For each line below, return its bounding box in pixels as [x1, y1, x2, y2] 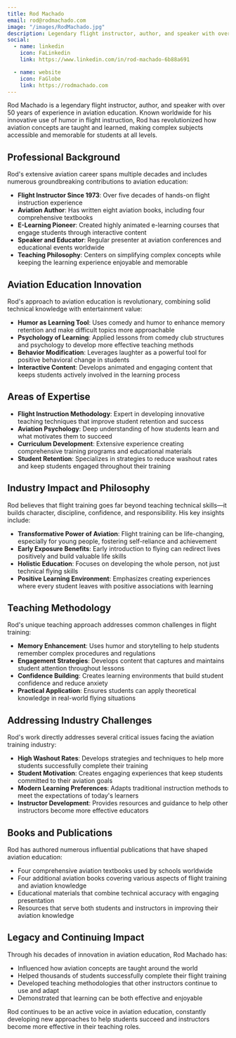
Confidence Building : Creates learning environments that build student [17, 672, 224, 680]
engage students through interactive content [17, 228, 147, 237]
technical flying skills [17, 566, 79, 575]
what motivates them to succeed [17, 432, 112, 440]
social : [7, 37, 30, 44]
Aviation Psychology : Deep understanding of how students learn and [17, 424, 220, 433]
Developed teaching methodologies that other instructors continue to [17, 978, 218, 987]
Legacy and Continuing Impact [7, 932, 145, 944]
